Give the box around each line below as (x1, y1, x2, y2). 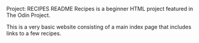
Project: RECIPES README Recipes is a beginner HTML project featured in (6, 5, 194, 12)
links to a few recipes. (6, 30, 62, 37)
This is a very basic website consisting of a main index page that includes (6, 24, 192, 30)
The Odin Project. (6, 12, 51, 19)
